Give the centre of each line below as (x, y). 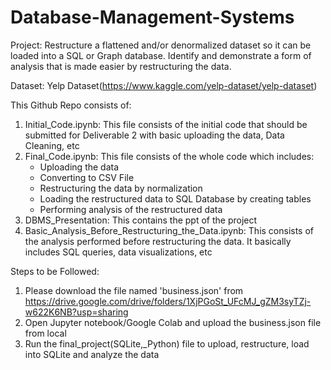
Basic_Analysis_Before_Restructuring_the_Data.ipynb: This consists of (169, 230)
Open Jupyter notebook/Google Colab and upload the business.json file (173, 322)
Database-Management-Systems (152, 17)
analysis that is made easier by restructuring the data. (121, 66)
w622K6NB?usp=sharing (76, 312)
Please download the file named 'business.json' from (134, 290)
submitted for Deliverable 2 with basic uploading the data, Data (154, 135)
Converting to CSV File (87, 177)
